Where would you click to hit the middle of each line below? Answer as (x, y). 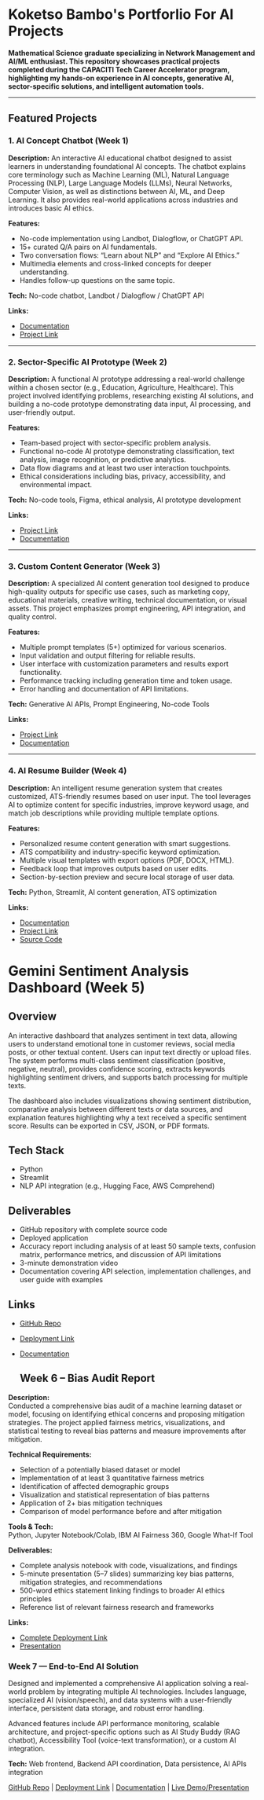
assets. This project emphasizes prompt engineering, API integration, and (127, 609)
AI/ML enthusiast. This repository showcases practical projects (114, 61)
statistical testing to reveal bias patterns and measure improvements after (127, 1431)
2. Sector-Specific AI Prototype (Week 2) (88, 361)
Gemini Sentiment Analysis (99, 971)
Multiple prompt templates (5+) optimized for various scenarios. (123, 647)
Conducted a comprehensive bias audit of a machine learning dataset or (125, 1406)
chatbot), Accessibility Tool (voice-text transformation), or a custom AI (122, 1740)
